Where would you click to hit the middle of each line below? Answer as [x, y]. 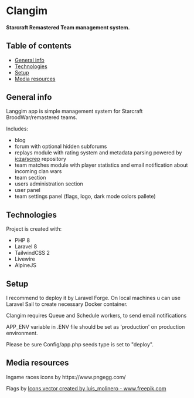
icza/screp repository [40, 159]
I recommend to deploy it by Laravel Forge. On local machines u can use [93, 298]
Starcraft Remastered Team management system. [68, 27]
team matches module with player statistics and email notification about [101, 165]
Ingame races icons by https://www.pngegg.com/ [66, 377]
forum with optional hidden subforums [61, 146]
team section [30, 178]
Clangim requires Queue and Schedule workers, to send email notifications [96, 316]
